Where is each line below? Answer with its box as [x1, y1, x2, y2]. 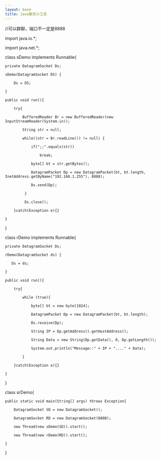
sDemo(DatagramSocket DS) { [5, 72, 62, 77]
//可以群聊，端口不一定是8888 [5, 25, 65, 32]
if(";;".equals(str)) [30, 144, 75, 149]
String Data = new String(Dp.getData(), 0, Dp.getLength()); [30, 337, 157, 342]
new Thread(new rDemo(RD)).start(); [14, 433, 88, 438]
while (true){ [22, 295, 51, 300]
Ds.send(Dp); [30, 183, 57, 187]
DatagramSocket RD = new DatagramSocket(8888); [14, 416, 111, 421]
